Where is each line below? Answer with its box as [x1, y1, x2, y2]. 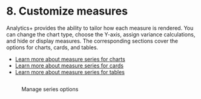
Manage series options [21, 85, 79, 92]
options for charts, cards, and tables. [6, 44, 99, 51]
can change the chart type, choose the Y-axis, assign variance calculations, [6, 30, 196, 38]
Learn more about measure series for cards [15, 62, 124, 69]
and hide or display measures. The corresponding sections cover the [6, 37, 179, 44]
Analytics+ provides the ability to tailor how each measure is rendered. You [6, 24, 194, 32]
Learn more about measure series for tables [15, 68, 125, 75]
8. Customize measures [6, 4, 128, 18]
